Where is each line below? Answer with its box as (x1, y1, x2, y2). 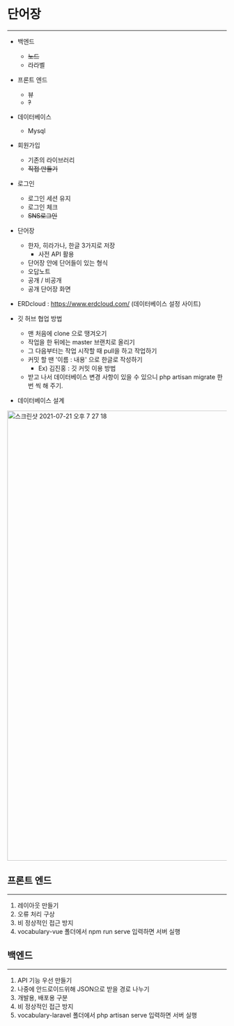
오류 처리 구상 (17, 910, 55, 918)
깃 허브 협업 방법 (17, 314, 63, 323)
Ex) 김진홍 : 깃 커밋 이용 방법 (38, 364, 116, 372)
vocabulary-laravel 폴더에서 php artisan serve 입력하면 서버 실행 (17, 1011, 197, 1019)
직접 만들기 (27, 164, 58, 173)
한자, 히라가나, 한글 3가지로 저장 (27, 241, 116, 250)
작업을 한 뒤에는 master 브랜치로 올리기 (27, 337, 135, 346)
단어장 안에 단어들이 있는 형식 (27, 259, 108, 267)
